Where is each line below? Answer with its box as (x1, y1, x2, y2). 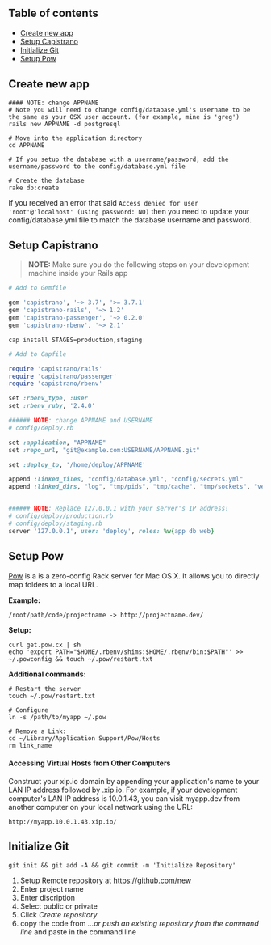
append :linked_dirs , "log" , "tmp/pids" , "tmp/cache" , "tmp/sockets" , (8, 483, 251, 491)
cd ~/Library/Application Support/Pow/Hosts (8, 734, 161, 743)
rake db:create (8, 184, 60, 192)
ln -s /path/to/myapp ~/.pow (8, 713, 106, 721)
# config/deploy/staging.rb (8, 519, 103, 528)
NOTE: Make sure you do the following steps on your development (27, 260, 250, 269)
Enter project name (19, 884, 84, 893)
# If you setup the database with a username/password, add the (8, 155, 229, 163)
